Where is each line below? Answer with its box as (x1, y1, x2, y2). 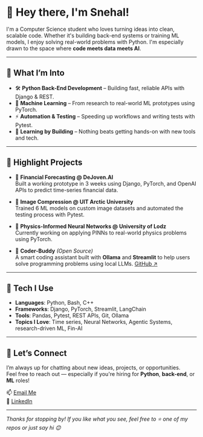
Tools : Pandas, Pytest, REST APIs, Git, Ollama (14, 312, 129, 319)
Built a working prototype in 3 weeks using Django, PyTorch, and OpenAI (14, 180, 196, 187)
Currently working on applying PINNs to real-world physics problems (14, 229, 187, 236)
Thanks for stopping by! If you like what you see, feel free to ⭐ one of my (6, 415, 188, 422)
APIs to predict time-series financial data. (14, 186, 118, 193)
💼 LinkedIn (6, 398, 33, 405)
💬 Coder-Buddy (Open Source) (14, 247, 94, 254)
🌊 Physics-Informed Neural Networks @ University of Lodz (14, 222, 167, 230)
